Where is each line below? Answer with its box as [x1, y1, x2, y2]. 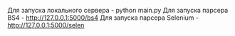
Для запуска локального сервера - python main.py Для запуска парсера [7, 6, 229, 14]
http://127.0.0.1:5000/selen [7, 21, 85, 29]
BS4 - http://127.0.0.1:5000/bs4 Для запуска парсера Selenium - [7, 13, 199, 22]
